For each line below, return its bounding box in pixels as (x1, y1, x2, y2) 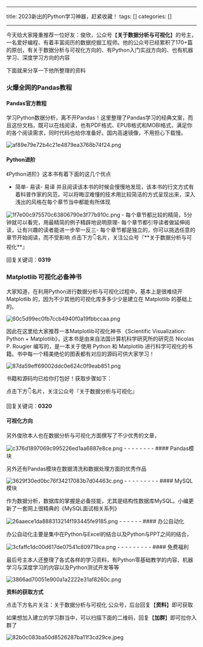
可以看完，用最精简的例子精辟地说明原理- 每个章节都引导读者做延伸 (16, 219, 185, 226)
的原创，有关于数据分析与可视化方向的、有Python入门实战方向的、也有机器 (6, 47, 193, 53)
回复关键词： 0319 (6, 256, 51, 264)
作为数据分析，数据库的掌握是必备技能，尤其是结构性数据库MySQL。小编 (6, 497, 189, 504)
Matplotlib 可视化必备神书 (6, 273, 82, 281)
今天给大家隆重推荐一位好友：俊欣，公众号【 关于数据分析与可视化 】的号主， (6, 31, 197, 38)
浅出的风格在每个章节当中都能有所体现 (14, 198, 111, 206)
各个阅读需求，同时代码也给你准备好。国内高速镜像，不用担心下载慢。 (11, 129, 186, 137)
